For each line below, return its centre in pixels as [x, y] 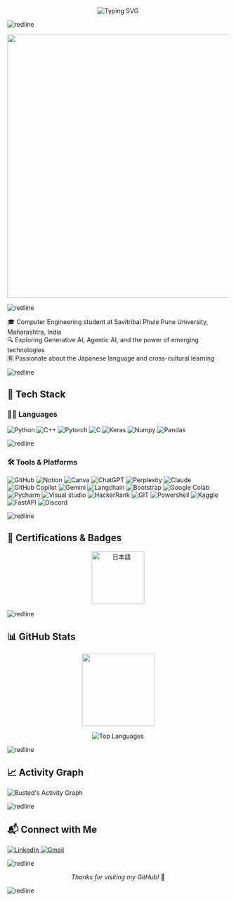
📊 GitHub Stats [41, 637]
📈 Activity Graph [46, 772]
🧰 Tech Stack [37, 395]
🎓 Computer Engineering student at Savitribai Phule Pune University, [108, 322]
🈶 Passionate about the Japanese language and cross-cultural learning [111, 358]
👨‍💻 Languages [32, 415]
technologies [26, 350]
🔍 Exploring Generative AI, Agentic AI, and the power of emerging [103, 340]
